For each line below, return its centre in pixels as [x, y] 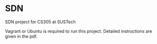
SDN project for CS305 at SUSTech [41, 22]
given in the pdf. [21, 36]
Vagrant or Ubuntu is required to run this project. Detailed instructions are [78, 31]
